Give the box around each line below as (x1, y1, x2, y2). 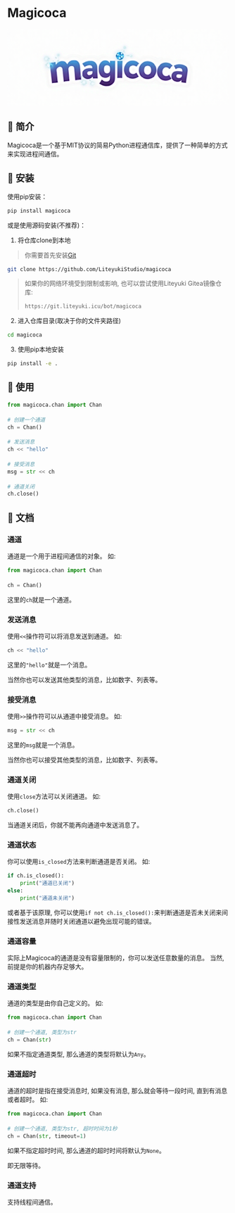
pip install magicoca (7, 207, 71, 214)
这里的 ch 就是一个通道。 (7, 595, 76, 603)
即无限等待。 (7, 1161, 44, 1169)
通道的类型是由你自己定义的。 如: (7, 999, 103, 1007)
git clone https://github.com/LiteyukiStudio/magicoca (7, 265, 172, 272)
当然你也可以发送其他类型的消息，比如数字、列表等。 (7, 675, 162, 684)
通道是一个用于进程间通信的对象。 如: (7, 551, 116, 560)
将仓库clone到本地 (17, 236, 72, 244)
